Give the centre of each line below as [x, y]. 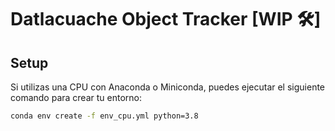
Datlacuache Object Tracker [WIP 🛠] [166, 19]
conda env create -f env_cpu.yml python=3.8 [104, 116]
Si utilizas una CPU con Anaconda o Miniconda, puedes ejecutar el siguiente [168, 87]
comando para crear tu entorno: [76, 97]
